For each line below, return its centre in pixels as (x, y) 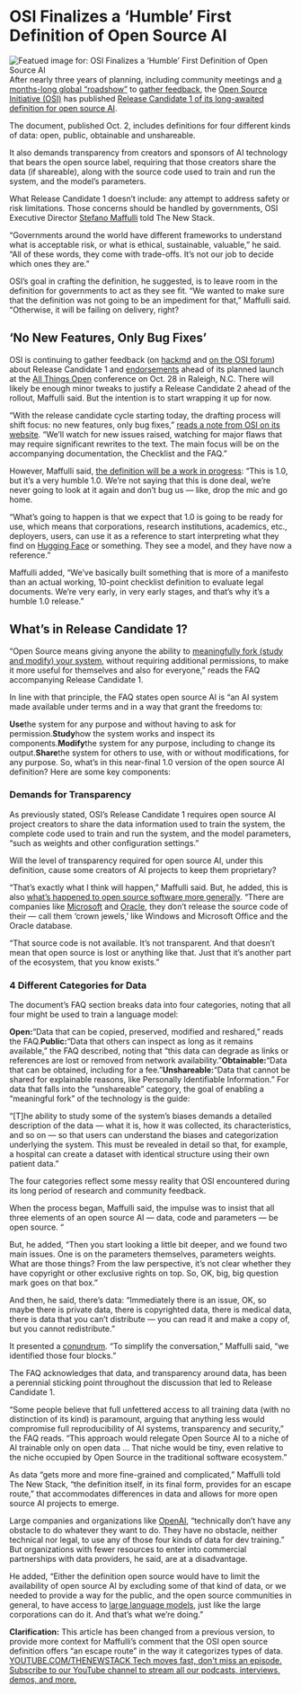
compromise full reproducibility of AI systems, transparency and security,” (147, 1429)
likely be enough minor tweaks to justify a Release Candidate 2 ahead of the (150, 388)
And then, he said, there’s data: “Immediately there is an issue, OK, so (138, 1301)
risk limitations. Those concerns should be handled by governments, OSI (144, 207)
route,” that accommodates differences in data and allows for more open (144, 1494)
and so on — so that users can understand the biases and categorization (144, 1135)
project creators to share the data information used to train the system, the (147, 824)
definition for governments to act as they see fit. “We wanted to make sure (147, 290)
